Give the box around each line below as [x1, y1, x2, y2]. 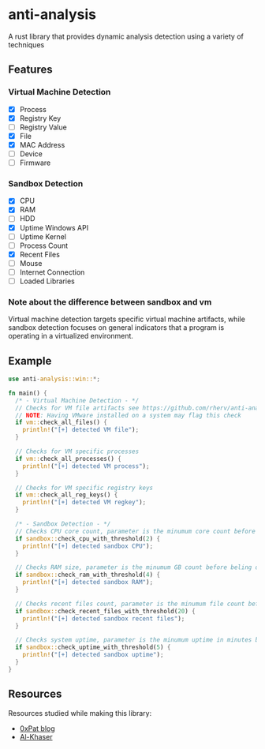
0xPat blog [19, 724, 55, 733]
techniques [8, 39, 45, 49]
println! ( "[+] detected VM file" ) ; [22, 426, 140, 434]
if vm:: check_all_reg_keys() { [15, 491, 118, 499]
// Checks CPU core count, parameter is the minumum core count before [15, 527, 256, 535]
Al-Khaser [19, 732, 53, 741]
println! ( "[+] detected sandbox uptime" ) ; [22, 651, 164, 659]
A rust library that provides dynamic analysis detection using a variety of [8, 32, 244, 41]
